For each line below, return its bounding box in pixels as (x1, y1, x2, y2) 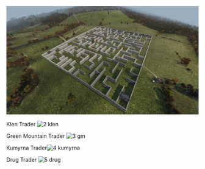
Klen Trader (6, 120, 36, 128)
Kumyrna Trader (6, 144, 48, 151)
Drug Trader (6, 156, 37, 163)
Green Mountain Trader (6, 132, 65, 140)
